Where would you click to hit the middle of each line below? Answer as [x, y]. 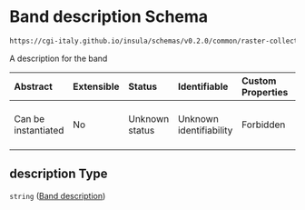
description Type [59, 174]
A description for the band [59, 58]
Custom [259, 81]
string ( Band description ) [58, 195]
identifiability [205, 130]
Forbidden [264, 125]
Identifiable [203, 86]
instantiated [39, 130]
